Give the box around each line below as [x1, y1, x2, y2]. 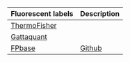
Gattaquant [10, 32, 47, 41]
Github [79, 43, 102, 53]
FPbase [10, 43, 36, 53]
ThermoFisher [10, 21, 57, 30]
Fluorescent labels [10, 9, 74, 18]
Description [79, 9, 120, 18]
